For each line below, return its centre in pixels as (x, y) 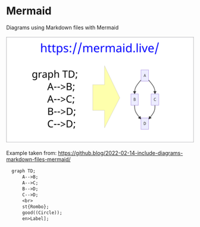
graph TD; (24, 171)
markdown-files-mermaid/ (38, 160)
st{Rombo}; (35, 207)
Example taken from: (32, 153)
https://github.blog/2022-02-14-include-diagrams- (121, 153)
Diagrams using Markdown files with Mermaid (62, 27)
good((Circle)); (42, 213)
